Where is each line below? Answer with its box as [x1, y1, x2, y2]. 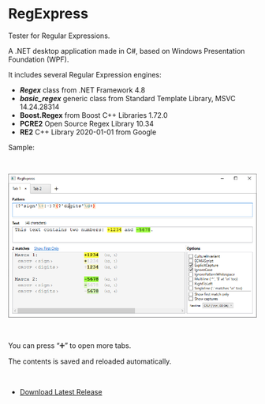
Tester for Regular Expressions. [8, 31, 110, 40]
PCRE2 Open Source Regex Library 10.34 [19, 119, 154, 128]
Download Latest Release [19, 387, 103, 396]
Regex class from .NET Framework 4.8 [19, 85, 146, 95]
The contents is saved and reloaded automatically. [8, 357, 172, 366]
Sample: [8, 142, 35, 152]
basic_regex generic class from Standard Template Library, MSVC [19, 93, 236, 103]
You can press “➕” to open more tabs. [8, 341, 132, 350]
